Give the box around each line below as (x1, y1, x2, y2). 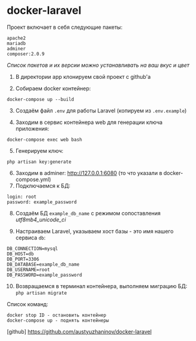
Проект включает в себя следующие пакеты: (7, 23, 123, 31)
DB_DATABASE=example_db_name (7, 261, 80, 268)
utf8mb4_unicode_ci (15, 216, 67, 223)
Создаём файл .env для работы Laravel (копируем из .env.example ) (15, 106, 187, 114)
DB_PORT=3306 (7, 256, 40, 262)
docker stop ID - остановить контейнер (7, 312, 107, 318)
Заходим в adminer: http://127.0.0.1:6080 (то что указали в (15, 169, 162, 176)
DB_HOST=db (7, 251, 34, 257)
